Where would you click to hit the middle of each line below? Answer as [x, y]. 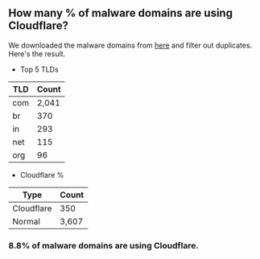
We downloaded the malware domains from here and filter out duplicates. [130, 45]
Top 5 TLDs [39, 69]
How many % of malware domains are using [121, 13]
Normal [26, 221]
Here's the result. [37, 53]
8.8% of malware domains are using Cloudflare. [103, 245]
